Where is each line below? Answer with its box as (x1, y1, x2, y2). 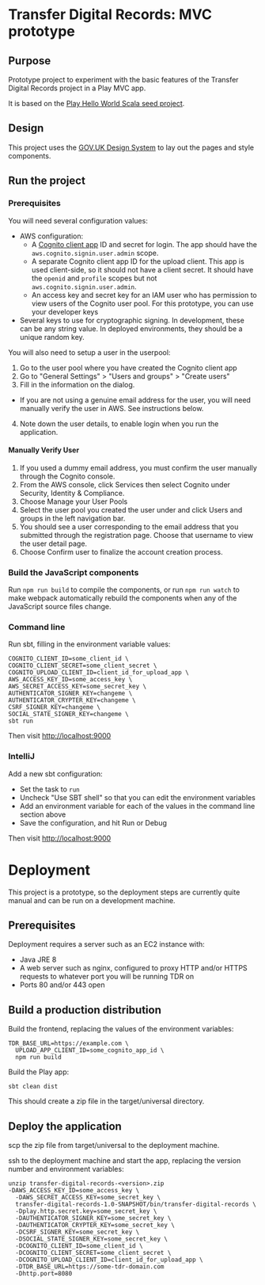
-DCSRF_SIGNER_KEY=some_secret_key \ (15, 1228, 140, 1236)
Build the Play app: (8, 1067, 70, 1077)
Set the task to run (19, 784, 81, 794)
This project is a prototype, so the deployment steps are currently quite (8, 887, 240, 897)
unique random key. (19, 332, 85, 341)
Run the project (8, 174, 85, 188)
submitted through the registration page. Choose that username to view (19, 530, 254, 540)
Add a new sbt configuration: (8, 768, 103, 778)
